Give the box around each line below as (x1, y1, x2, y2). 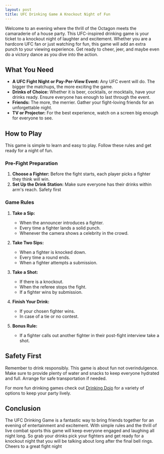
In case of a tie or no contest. (19, 313, 79, 319)
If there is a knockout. (19, 279, 64, 284)
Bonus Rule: (12, 323, 38, 329)
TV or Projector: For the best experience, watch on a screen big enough (12, 110, 159, 116)
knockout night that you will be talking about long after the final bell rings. (5, 438, 153, 444)
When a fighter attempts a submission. (19, 259, 98, 265)
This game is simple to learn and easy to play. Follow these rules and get (5, 142, 152, 148)
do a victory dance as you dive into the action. (5, 51, 98, 57)
